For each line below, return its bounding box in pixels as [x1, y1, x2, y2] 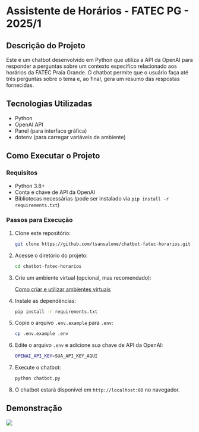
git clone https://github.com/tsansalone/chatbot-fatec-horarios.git [14, 241, 191, 247]
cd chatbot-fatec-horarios [14, 263, 82, 269]
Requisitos [6, 168, 37, 177]
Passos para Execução [6, 216, 73, 224]
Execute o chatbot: [14, 364, 61, 371]
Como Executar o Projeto [6, 151, 100, 161]
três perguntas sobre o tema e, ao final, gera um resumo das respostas [6, 76, 180, 82]
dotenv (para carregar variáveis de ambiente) [14, 133, 126, 140]
